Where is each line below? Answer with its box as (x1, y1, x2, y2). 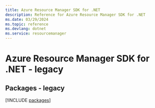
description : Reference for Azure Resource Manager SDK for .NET (5, 12, 145, 17)
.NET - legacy (5, 64, 64, 75)
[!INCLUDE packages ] (5, 97, 51, 103)
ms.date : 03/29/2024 (5, 17, 49, 22)
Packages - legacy (5, 84, 65, 92)
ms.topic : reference (5, 21, 49, 27)
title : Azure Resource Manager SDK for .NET (5, 7, 100, 13)
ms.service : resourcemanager (5, 31, 67, 36)
